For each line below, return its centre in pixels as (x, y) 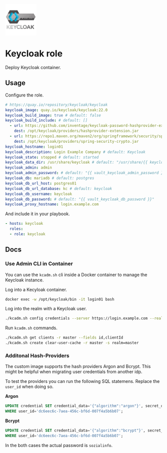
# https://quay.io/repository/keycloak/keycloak (56, 105)
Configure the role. (24, 95)
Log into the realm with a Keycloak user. (46, 309)
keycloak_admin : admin (29, 168)
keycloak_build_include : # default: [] (46, 120)
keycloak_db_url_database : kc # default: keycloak (59, 188)
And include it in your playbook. (38, 214)
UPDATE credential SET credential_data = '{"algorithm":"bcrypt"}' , (75, 431)
